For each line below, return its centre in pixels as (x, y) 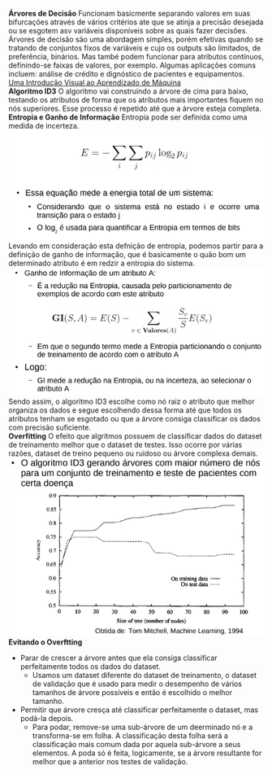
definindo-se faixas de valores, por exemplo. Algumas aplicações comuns (132, 65)
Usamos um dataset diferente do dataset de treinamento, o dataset (145, 675)
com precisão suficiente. (50, 427)
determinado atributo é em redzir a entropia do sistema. (101, 263)
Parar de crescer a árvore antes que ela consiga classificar (119, 658)
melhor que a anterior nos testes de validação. (110, 761)
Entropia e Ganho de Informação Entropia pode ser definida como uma (128, 117)
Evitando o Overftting (45, 642)
